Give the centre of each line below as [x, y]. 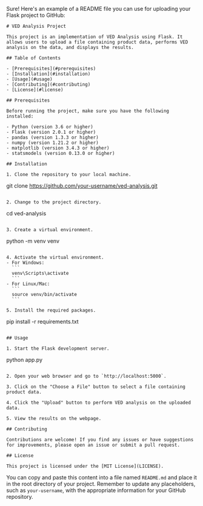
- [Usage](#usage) [29, 79]
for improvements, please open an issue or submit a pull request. [93, 445]
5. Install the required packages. [51, 310]
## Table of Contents [34, 58]
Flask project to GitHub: [36, 15]
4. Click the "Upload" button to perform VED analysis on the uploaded [98, 402]
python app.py [25, 360]
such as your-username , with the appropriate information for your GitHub [96, 490]
